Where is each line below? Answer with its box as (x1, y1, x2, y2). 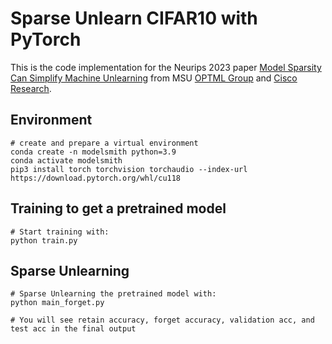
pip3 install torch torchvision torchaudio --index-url (10, 164, 248, 174)
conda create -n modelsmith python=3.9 (10, 147, 177, 157)
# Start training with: (10, 227, 110, 237)
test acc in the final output (10, 324, 137, 334)
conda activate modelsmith (10, 155, 123, 166)
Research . (10, 82, 52, 94)
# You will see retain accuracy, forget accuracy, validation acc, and (10, 315, 315, 326)
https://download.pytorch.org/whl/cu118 (10, 173, 182, 183)
